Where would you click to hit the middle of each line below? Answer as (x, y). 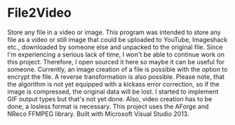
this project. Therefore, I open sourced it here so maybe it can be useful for (116, 61)
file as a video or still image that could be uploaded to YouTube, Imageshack (117, 39)
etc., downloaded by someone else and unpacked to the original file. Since (115, 47)
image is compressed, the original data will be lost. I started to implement (113, 91)
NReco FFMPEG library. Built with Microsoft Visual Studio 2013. (98, 114)
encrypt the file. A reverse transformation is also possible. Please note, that (116, 76)
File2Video (39, 13)
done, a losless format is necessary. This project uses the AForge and (108, 106)
